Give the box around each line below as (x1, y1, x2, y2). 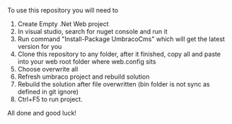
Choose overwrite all (17, 65, 79, 73)
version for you (17, 43, 62, 50)
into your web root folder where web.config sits (17, 57, 156, 66)
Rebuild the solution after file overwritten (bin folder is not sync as (17, 80, 210, 88)
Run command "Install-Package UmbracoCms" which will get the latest (17, 35, 225, 43)
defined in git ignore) (17, 88, 79, 96)
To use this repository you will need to (7, 6, 119, 14)
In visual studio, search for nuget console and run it (17, 28, 168, 35)
